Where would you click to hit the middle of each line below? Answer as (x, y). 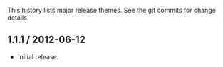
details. (18, 18)
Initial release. (38, 56)
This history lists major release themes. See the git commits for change (111, 10)
